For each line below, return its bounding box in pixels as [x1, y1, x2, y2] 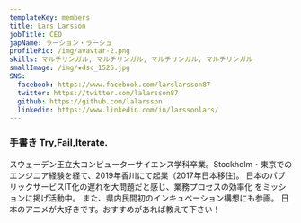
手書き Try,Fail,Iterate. [9, 137, 109, 149]
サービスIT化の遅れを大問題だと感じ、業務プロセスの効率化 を [32, 181, 263, 192]
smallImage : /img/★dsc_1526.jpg [9, 64, 130, 73]
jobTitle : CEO [9, 30, 63, 39]
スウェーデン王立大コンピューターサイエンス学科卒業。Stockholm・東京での [9, 158, 293, 169]
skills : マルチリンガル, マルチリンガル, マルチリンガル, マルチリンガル [9, 55, 253, 64]
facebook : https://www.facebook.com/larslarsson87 [17, 80, 211, 89]
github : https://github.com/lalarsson [17, 96, 164, 106]
